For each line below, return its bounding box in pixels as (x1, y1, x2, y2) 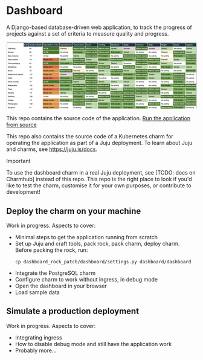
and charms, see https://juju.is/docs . (6, 146, 98, 153)
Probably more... (14, 347, 57, 354)
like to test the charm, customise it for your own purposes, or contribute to (6, 182, 192, 189)
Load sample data (14, 288, 60, 296)
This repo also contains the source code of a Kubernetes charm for (6, 133, 173, 140)
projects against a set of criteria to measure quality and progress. (6, 30, 169, 37)
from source (6, 121, 37, 129)
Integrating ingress (14, 333, 62, 341)
